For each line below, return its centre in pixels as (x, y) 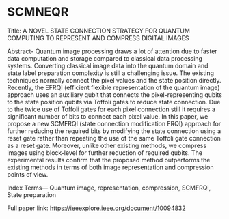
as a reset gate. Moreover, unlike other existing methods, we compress (107, 145)
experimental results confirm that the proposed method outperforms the (109, 160)
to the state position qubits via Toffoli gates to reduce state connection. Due (114, 102)
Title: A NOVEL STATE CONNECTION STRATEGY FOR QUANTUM (98, 31)
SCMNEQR (38, 12)
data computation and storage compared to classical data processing (105, 58)
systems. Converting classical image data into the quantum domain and (108, 65)
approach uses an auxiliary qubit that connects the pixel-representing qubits (114, 94)
